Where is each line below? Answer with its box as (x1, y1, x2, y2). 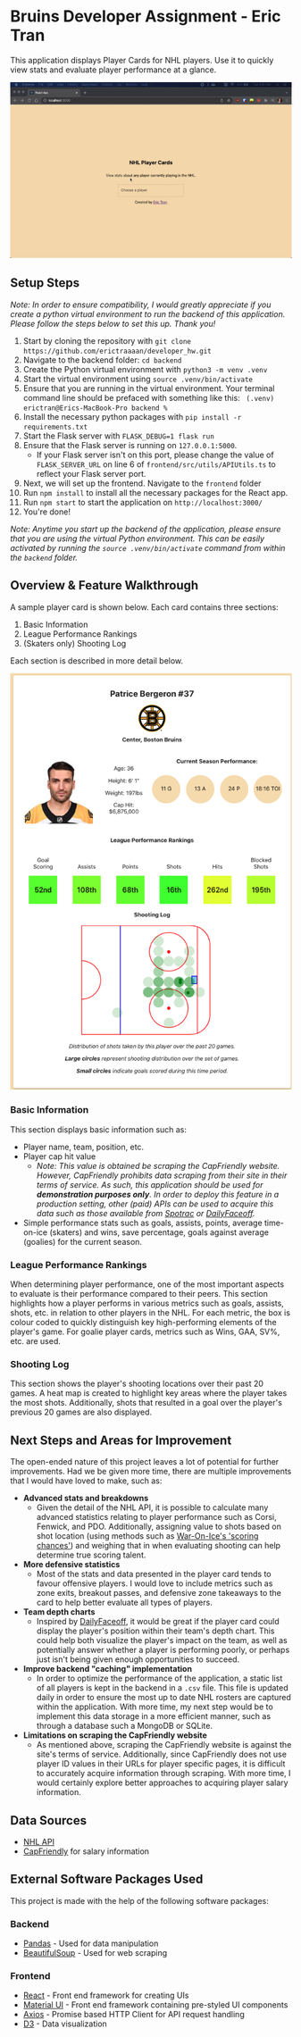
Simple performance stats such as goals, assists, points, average (22, 1217, 263, 1228)
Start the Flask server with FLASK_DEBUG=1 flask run (22, 430, 215, 441)
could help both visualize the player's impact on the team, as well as (36, 1635, 288, 1646)
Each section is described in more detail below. (10, 655, 184, 666)
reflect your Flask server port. (36, 468, 146, 479)
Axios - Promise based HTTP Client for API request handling (22, 2009, 245, 2020)
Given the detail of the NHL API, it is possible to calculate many (36, 1502, 269, 1513)
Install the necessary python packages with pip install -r (22, 411, 242, 422)
